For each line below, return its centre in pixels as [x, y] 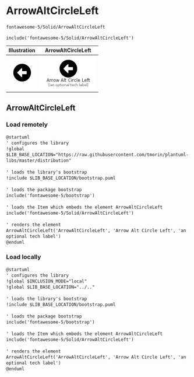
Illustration [22, 50]
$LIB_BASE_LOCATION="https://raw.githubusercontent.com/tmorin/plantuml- [98, 155]
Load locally [24, 257]
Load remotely [27, 124]
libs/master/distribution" [39, 160]
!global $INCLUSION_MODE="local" [47, 281]
